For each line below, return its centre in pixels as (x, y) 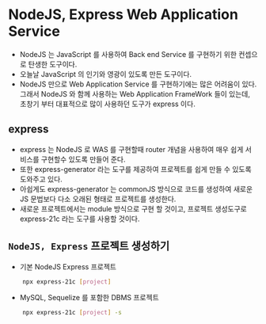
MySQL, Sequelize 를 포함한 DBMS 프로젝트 (89, 298)
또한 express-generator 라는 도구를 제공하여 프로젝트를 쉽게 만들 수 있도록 (135, 169)
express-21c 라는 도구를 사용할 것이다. (80, 219)
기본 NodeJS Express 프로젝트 (68, 266)
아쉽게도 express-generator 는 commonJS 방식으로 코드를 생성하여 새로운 (136, 189)
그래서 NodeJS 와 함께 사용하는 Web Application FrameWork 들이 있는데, (135, 93)
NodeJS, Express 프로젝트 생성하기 (89, 246)
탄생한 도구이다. (53, 64)
